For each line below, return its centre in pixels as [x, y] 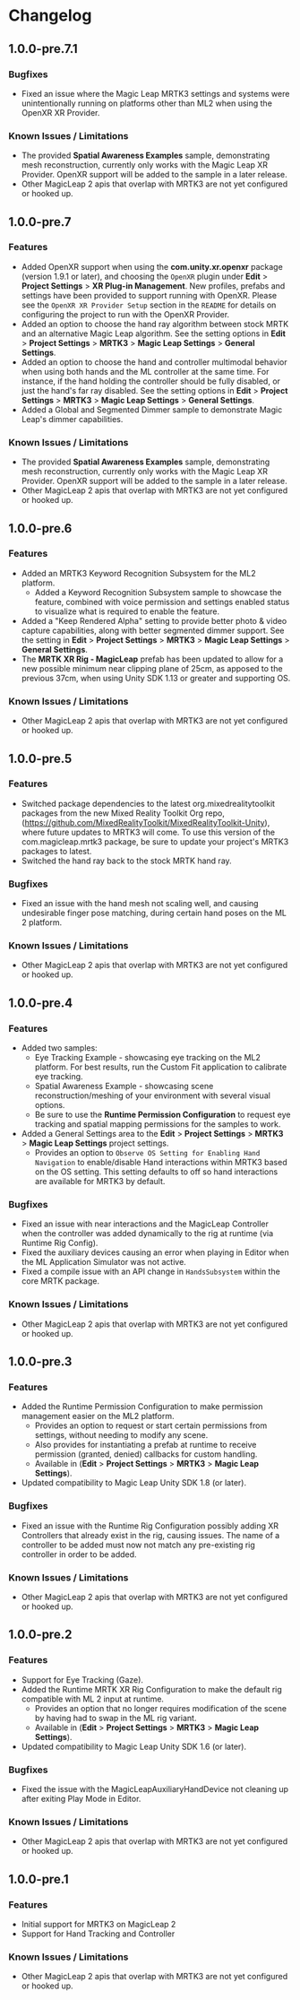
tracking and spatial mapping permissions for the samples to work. [158, 1124]
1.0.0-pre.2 [40, 1635]
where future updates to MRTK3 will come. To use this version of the [148, 832]
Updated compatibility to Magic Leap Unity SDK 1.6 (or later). [134, 1746]
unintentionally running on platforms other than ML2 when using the [146, 103]
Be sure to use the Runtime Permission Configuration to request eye [163, 1115]
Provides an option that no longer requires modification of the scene [161, 1708]
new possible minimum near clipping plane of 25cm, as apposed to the [152, 668]
